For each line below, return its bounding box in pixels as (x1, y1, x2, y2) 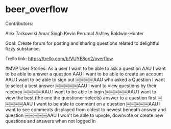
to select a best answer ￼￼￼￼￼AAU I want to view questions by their (5, 83, 157, 89)
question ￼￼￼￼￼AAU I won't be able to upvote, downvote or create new (5, 112, 164, 118)
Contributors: (5, 20, 33, 27)
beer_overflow (5, 4, 68, 15)
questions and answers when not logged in (5, 118, 96, 124)
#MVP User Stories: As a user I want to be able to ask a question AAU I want (5, 65, 166, 71)
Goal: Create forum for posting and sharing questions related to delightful (5, 40, 160, 46)
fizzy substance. (5, 45, 40, 51)
